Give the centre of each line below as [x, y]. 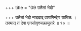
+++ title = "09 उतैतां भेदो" [30, 8]
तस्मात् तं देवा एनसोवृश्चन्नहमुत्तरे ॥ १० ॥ [37, 23]
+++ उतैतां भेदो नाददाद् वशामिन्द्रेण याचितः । [41, 17]
